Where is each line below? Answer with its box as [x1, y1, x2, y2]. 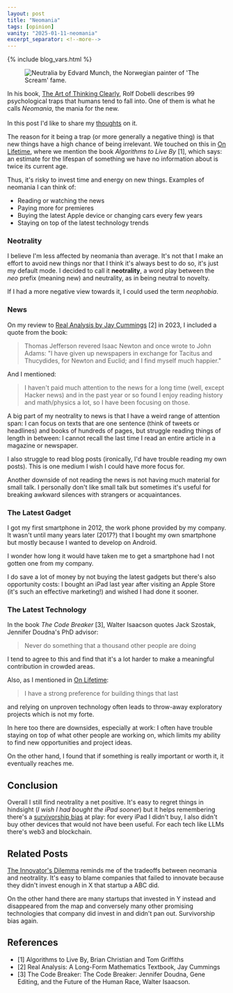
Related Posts [7, 848, 68, 859]
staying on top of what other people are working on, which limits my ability [7, 731, 221, 740]
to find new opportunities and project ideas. [7, 738, 133, 747]
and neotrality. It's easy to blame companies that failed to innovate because [7, 873, 224, 882]
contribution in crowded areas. [7, 662, 95, 671]
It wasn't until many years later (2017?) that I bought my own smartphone [7, 531, 217, 539]
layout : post [7, 10, 45, 17]
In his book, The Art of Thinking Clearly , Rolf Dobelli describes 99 [7, 90, 195, 98]
